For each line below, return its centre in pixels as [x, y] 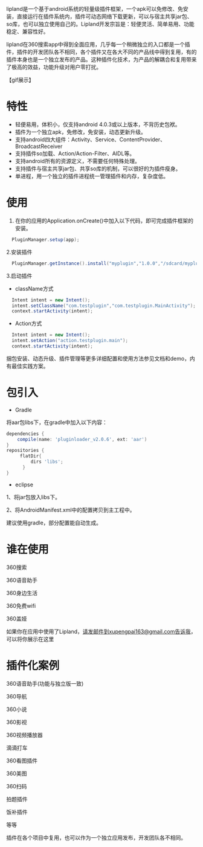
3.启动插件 [19, 275]
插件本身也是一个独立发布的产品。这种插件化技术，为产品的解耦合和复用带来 [101, 60]
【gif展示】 [20, 80]
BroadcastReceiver [39, 146]
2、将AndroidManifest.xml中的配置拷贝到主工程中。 [71, 510]
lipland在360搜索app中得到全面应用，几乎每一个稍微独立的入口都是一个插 [98, 44]
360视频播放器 [25, 735]
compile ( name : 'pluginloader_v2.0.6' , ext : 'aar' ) [82, 439]
